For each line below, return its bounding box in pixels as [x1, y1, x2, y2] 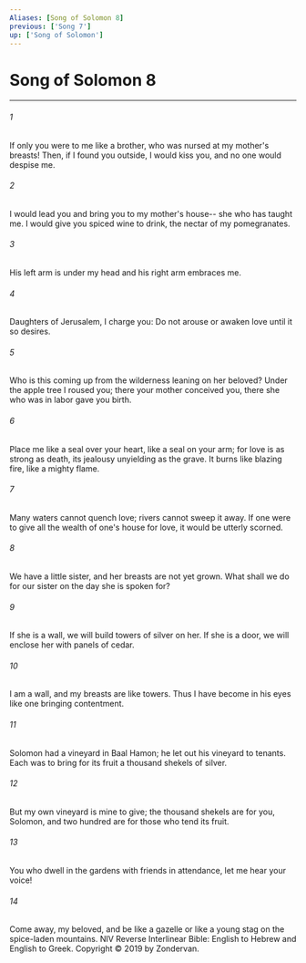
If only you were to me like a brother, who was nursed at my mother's [9, 140, 270, 150]
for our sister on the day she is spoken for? [9, 580, 171, 591]
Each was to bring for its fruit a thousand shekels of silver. [9, 757, 228, 768]
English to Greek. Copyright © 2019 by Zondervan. [9, 943, 200, 954]
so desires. [9, 326, 51, 337]
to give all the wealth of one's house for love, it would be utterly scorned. [9, 522, 284, 533]
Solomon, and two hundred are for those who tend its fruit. [9, 815, 229, 826]
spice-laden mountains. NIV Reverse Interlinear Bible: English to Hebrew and [9, 934, 297, 945]
